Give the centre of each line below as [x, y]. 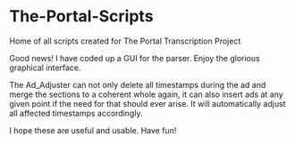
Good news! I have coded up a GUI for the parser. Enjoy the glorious [135, 58]
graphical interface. [46, 68]
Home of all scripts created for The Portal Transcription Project [125, 41]
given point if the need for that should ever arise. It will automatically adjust [147, 103]
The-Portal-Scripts [81, 16]
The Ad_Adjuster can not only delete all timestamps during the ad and [138, 84]
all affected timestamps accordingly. [76, 113]
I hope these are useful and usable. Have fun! [93, 130]
